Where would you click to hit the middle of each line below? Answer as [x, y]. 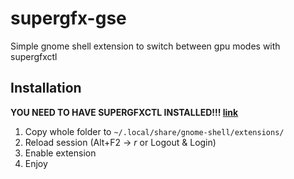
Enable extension [60, 153]
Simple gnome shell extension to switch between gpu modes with [145, 46]
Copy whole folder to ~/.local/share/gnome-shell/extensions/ [154, 131]
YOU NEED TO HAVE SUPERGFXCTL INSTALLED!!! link [124, 112]
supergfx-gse [68, 18]
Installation [46, 88]
